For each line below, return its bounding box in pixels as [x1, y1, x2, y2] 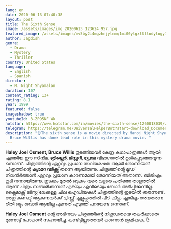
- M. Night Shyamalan [10, 83, 56, 88]
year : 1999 [5, 102, 28, 107]
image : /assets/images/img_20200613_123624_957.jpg [5, 26, 117, 32]
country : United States [5, 60, 56, 65]
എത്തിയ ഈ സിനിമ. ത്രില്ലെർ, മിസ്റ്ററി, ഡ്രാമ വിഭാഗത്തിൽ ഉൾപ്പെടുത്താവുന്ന [5, 155, 162, 161]
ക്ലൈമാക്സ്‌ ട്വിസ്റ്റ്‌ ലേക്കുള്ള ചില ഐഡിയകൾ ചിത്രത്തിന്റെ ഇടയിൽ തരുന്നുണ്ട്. [5, 189, 165, 195]
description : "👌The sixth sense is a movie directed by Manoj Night [5, 130, 155, 135]
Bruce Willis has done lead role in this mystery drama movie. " [10, 135, 152, 140]
